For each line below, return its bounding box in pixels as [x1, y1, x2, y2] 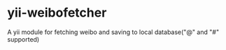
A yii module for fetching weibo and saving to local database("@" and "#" [7, 28, 219, 36]
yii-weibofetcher [7, 5, 107, 21]
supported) [7, 35, 40, 43]
